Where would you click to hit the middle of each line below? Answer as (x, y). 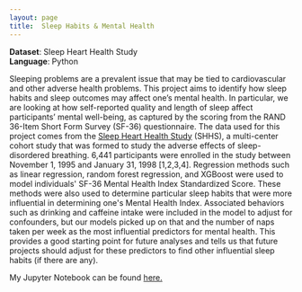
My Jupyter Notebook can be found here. (86, 277)
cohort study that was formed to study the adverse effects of (122, 146)
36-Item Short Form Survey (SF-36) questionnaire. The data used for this (145, 126)
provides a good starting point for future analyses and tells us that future (144, 241)
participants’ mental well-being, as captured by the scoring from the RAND (147, 117)
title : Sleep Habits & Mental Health (82, 26)
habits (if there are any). (54, 260)
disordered (30, 155)
